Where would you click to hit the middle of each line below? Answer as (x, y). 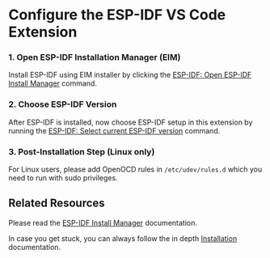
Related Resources (57, 203)
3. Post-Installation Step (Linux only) (82, 151)
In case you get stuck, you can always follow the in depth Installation (123, 238)
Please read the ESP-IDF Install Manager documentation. (103, 222)
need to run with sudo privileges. (63, 178)
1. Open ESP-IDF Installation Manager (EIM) (95, 57)
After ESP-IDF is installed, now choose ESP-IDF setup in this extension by (131, 122)
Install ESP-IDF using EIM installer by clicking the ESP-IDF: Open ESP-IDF (130, 75)
